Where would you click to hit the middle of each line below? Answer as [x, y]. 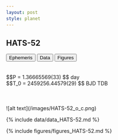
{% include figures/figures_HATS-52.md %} [59, 131]
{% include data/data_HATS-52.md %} [53, 119]
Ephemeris [21, 58]
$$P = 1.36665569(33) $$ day [43, 77]
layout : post [22, 12]
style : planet [23, 18]
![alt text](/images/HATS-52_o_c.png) [51, 108]
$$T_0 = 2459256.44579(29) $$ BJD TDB [57, 83]
